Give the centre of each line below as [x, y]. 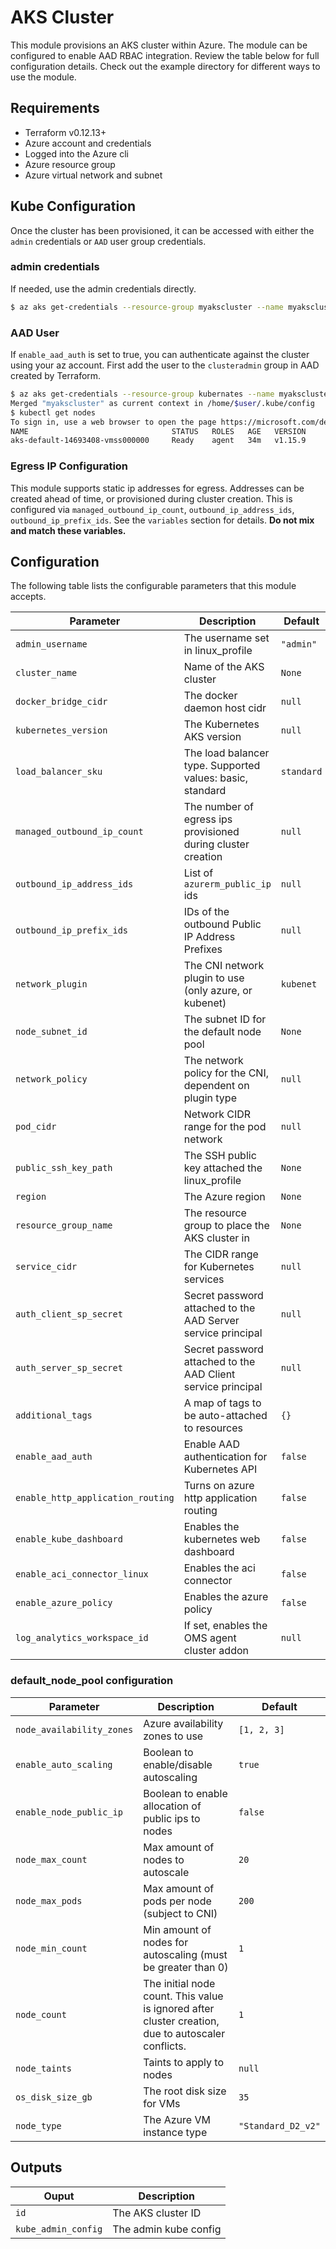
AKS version [212, 737]
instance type [175, 2132]
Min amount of [177, 1929]
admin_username [51, 644]
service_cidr [46, 1267]
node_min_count [51, 1948]
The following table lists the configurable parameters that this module [153, 586]
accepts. [28, 597]
